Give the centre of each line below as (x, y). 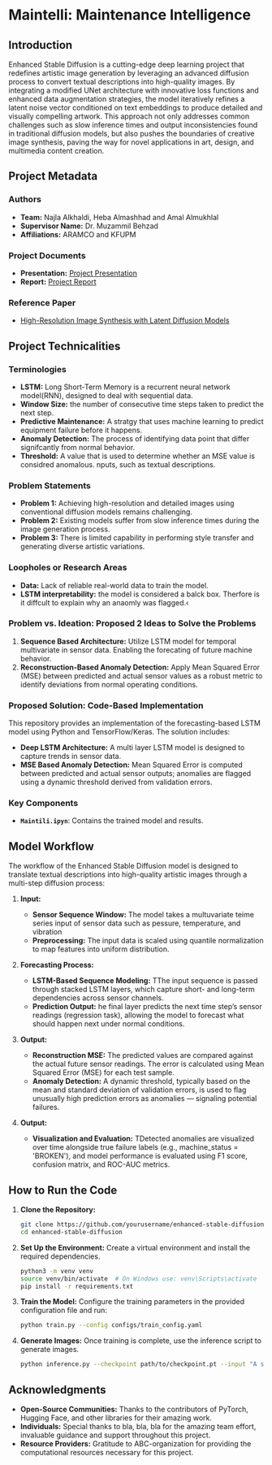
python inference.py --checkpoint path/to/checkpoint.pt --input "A (138, 1364)
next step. (37, 413)
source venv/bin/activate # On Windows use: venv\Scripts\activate (138, 1279)
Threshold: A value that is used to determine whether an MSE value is (138, 456)
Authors (25, 199)
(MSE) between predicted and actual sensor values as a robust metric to (141, 675)
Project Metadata (53, 176)
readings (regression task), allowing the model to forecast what (138, 1015)
